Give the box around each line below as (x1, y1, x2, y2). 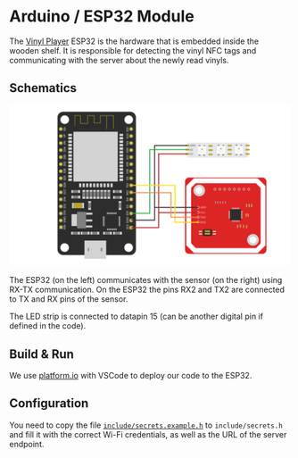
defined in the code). (9, 321, 87, 331)
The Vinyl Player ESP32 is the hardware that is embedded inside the (9, 36, 260, 46)
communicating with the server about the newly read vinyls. (9, 54, 229, 65)
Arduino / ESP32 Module (9, 6, 195, 27)
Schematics (9, 80, 78, 96)
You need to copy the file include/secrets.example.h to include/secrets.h (9, 420, 283, 430)
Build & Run (9, 346, 74, 362)
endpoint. (9, 438, 45, 449)
